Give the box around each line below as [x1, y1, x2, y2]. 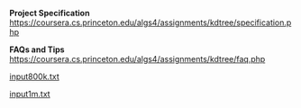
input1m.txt [9, 89, 51, 99]
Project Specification [9, 8, 90, 18]
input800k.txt [9, 71, 60, 82]
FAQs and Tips [9, 44, 65, 55]
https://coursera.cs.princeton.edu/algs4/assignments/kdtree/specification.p [9, 17, 292, 28]
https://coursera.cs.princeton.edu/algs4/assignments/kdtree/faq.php [9, 54, 266, 64]
